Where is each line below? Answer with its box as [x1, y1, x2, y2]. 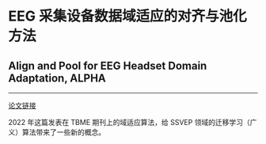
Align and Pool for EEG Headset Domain [8, 59, 207, 72]
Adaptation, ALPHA [8, 71, 107, 85]
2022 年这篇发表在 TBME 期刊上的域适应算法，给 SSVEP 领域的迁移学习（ [8, 118, 251, 127]
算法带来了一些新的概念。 [21, 127, 105, 137]
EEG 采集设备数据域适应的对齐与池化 [8, 7, 247, 25]
